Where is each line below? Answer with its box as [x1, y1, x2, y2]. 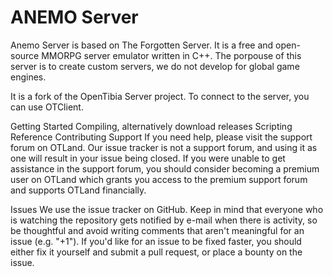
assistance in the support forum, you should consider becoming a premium [10, 162, 320, 175]
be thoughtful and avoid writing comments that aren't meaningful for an [10, 224, 305, 236]
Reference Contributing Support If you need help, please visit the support [10, 131, 313, 143]
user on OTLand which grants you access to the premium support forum [10, 173, 308, 185]
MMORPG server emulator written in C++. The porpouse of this [41, 49, 302, 61]
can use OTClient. [10, 101, 84, 113]
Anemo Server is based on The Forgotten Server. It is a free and [10, 39, 274, 51]
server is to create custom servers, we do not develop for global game [10, 60, 300, 72]
